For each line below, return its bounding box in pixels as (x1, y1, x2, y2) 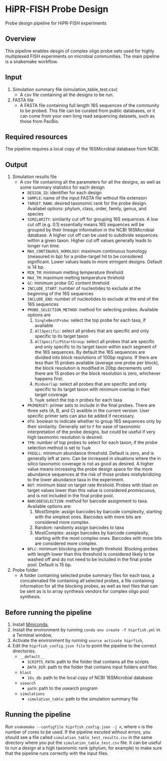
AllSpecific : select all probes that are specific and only (34, 328, 150, 334)
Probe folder (12, 567, 38, 573)
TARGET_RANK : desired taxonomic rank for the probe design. (27, 200, 148, 206)
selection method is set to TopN (27, 445, 91, 451)
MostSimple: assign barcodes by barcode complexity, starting (34, 509, 162, 515)
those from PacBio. (19, 118, 59, 124)
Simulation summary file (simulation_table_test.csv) (12, 86, 118, 92)
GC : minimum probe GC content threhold (27, 280, 110, 286)
